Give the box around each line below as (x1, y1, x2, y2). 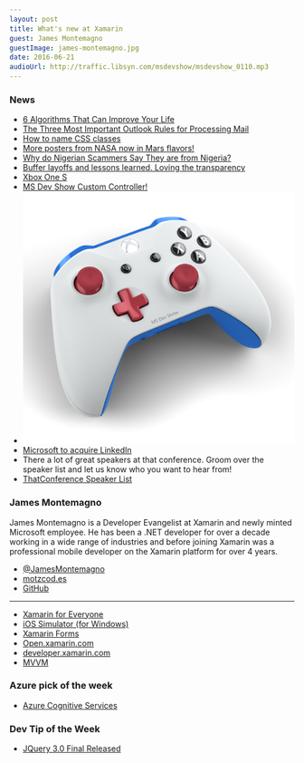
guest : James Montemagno (9, 34, 103, 43)
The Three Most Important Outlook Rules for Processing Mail (22, 123, 250, 135)
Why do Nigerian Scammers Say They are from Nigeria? (22, 152, 232, 163)
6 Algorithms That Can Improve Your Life (22, 114, 175, 125)
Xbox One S (22, 172, 68, 183)
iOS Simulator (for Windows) (22, 618, 129, 629)
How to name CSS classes (22, 133, 121, 144)
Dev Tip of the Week (9, 722, 100, 735)
